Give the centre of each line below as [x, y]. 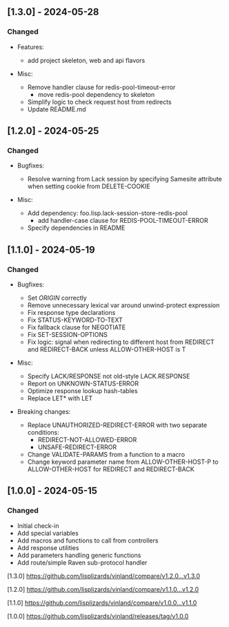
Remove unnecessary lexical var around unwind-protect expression [123, 305]
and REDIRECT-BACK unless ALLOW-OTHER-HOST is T [107, 349]
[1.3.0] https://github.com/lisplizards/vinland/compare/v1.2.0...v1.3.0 [104, 576]
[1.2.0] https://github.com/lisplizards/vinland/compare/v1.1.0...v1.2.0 [103, 589]
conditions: [43, 433]
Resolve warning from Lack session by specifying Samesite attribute [125, 179]
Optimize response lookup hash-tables [82, 391]
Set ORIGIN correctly [57, 298]
